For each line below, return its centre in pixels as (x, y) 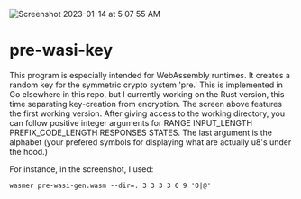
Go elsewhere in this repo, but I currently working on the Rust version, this (147, 94)
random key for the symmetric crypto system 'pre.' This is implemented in (146, 85)
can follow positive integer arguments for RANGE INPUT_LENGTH (131, 122)
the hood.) (28, 151)
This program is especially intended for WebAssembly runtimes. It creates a (150, 75)
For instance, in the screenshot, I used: (82, 169)
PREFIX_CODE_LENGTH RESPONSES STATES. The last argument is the (141, 132)
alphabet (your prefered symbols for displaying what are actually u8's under (150, 142)
